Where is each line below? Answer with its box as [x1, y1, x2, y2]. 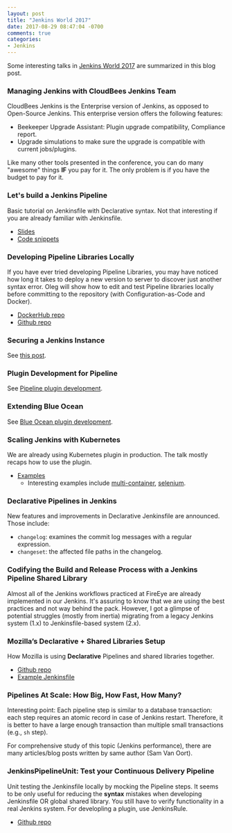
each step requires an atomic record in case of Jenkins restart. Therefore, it [7, 714, 224, 722]
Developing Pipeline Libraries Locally [7, 251, 135, 261]
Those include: [7, 519, 50, 528]
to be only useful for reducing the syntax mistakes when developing [7, 789, 202, 798]
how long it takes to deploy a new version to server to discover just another [7, 275, 222, 283]
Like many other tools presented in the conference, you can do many [7, 158, 204, 167]
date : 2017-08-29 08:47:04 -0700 [7, 23, 104, 30]
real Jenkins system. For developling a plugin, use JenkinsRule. [7, 804, 188, 813]
